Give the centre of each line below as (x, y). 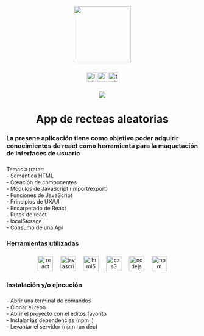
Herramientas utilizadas (43, 243)
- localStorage (24, 221)
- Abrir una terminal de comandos (49, 301)
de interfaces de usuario (43, 153)
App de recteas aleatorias (102, 119)
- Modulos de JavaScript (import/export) (57, 188)
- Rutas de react (26, 214)
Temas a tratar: (25, 169)
